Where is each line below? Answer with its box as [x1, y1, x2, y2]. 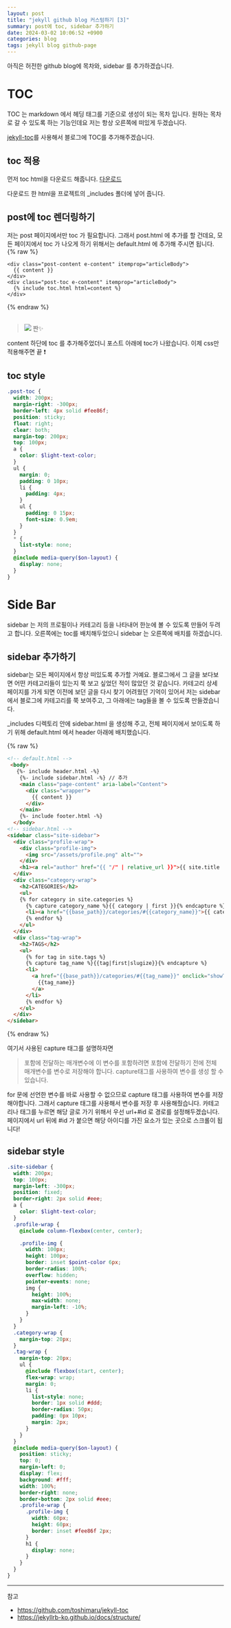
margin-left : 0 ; [19, 1464, 67, 1470]
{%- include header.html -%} [16, 768, 100, 775]
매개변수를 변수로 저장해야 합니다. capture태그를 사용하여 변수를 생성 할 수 [23, 1067, 224, 1076]
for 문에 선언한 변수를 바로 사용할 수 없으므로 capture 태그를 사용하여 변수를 [7, 1091, 211, 1099]
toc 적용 [7, 155, 41, 167]
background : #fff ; [19, 1476, 72, 1483]
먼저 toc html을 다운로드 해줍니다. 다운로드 [7, 175, 122, 183]
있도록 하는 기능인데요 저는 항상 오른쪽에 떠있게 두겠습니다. [28, 118, 187, 127]
